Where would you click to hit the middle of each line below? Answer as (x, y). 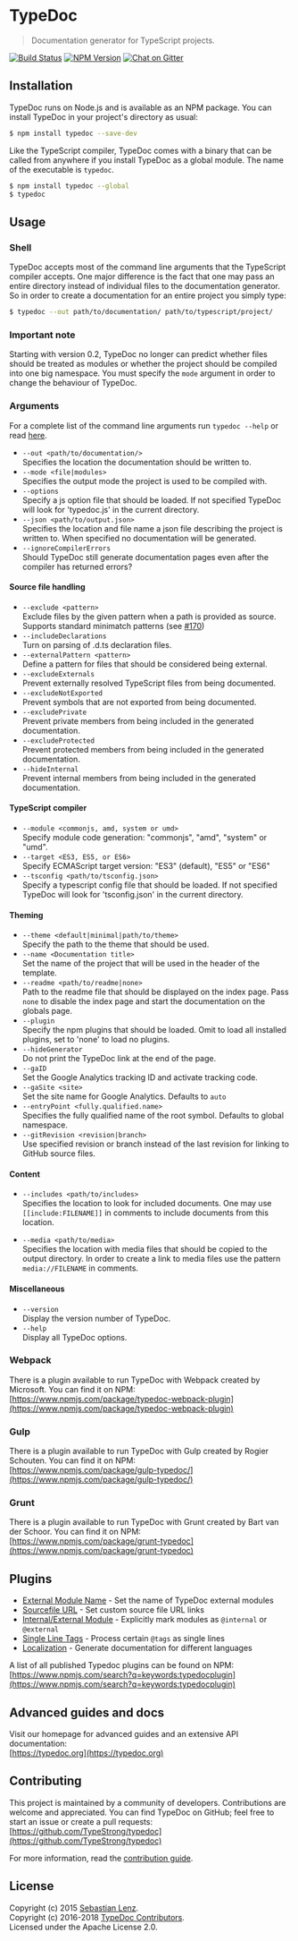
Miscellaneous (37, 1289)
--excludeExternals (58, 674)
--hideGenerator (52, 1050)
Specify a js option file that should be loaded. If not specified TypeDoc (152, 500)
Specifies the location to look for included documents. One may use (147, 1204)
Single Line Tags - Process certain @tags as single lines (124, 1639)
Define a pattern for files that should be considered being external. (145, 664)
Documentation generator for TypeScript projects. (123, 40)
